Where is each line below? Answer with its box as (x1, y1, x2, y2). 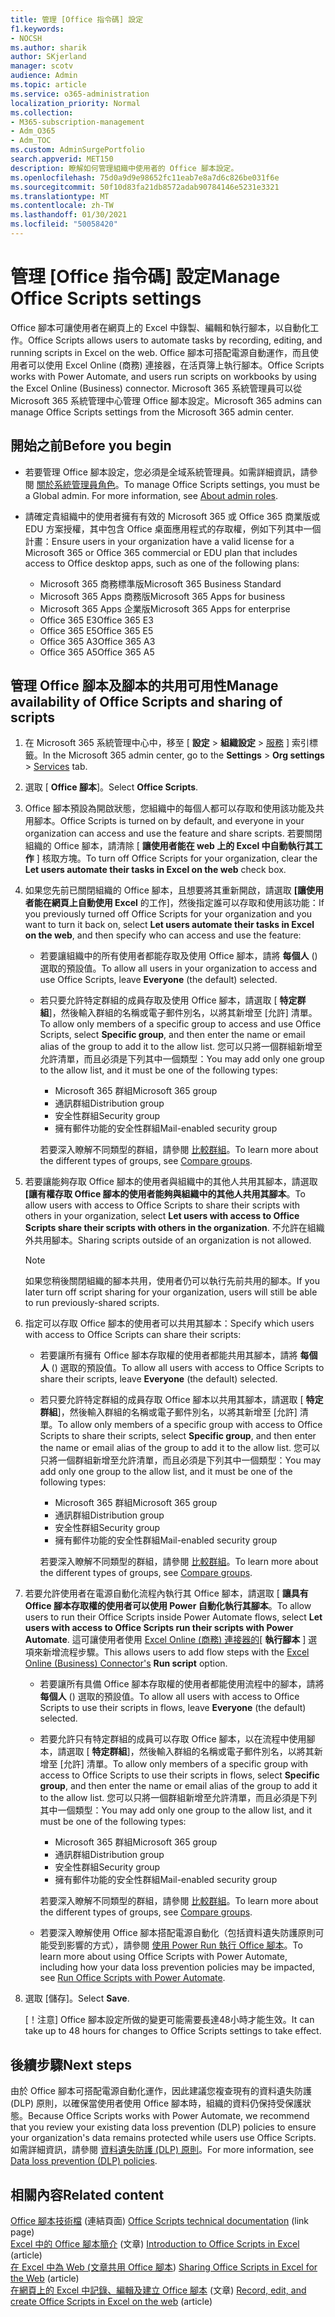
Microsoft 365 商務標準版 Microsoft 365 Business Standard (39, 577, 282, 590)
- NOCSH (10, 33, 43, 43)
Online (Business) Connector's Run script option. (24, 1657, 228, 1670)
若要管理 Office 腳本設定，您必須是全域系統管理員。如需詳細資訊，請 (24, 466, 310, 478)
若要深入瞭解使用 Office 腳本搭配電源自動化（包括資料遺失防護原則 (39, 1927, 316, 1939)
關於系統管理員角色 (36, 478, 116, 490)
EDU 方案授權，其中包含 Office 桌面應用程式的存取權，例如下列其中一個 (24, 522, 322, 535)
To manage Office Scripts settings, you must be (123, 478, 320, 490)
